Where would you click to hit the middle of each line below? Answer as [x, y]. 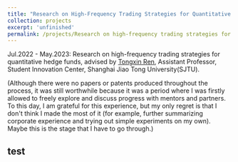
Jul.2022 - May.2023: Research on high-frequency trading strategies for [114, 54]
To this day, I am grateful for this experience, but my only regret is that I [112, 106]
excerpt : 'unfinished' [41, 27]
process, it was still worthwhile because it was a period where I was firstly [116, 91]
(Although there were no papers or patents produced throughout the [108, 83]
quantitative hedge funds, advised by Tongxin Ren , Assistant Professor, [112, 62]
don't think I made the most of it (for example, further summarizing [105, 113]
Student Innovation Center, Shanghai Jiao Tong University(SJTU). [104, 69]
